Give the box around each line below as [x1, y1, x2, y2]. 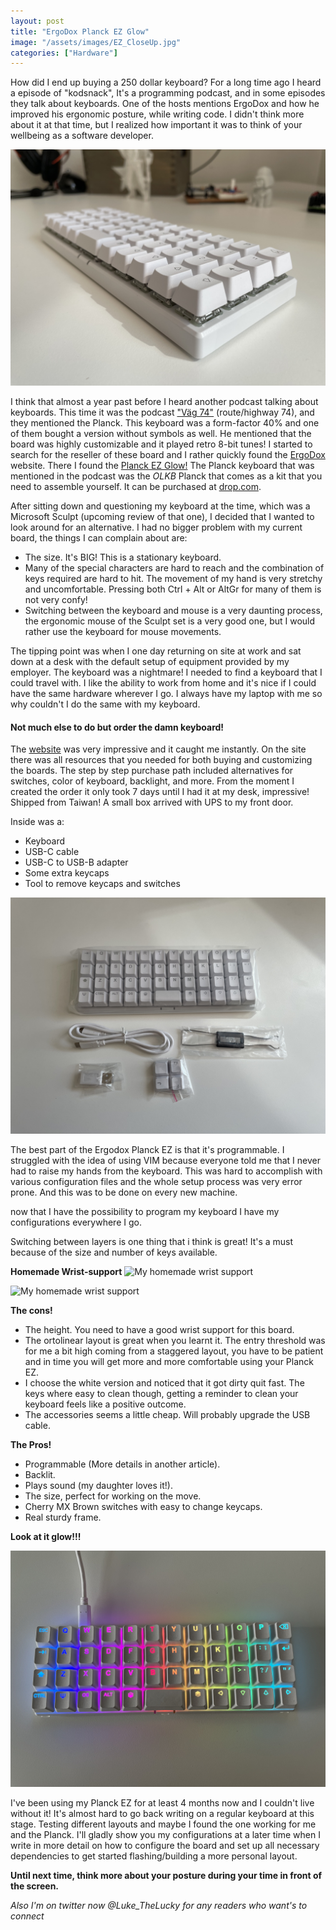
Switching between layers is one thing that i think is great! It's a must [10, 1236, 294, 1248]
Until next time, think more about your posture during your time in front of [10, 1870, 323, 1882]
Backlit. [24, 1469, 56, 1481]
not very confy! [24, 594, 88, 606]
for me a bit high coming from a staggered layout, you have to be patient [24, 1345, 324, 1357]
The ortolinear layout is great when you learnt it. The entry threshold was [24, 1335, 326, 1347]
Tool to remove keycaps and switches [24, 878, 181, 890]
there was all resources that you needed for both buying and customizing [10, 754, 313, 766]
